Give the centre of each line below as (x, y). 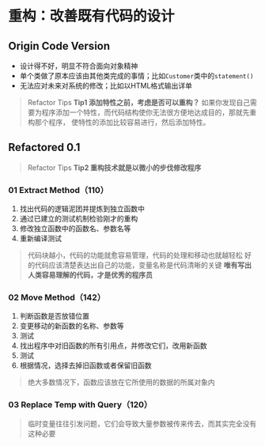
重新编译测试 (40, 239)
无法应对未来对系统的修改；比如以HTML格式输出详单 (106, 85)
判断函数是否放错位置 (54, 316)
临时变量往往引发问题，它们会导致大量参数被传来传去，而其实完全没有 (142, 423)
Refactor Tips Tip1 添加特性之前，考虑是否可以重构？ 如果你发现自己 (139, 102)
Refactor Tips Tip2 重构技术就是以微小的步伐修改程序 (114, 168)
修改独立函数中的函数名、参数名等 (75, 229)
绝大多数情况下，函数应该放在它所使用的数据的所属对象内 (121, 382)
